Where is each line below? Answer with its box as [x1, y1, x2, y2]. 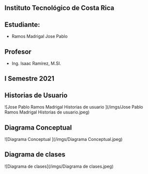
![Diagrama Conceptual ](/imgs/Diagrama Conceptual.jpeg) [4, 136, 123, 142]
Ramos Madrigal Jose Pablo [11, 34, 68, 39]
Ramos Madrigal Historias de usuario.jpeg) [4, 109, 90, 115]
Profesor [4, 47, 32, 56]
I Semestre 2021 [4, 75, 54, 83]
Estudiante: [4, 20, 40, 29]
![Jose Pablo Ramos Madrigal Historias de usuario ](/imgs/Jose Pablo [4, 104, 144, 110]
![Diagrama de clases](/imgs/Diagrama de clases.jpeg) [4, 163, 114, 169]
